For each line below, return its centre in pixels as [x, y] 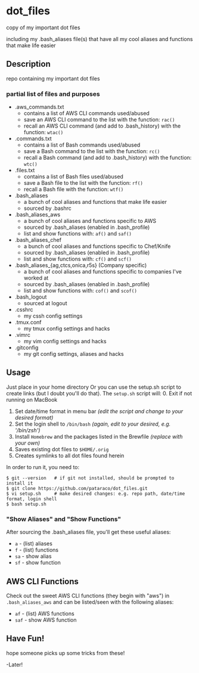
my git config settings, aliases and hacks [74, 354]
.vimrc [23, 335]
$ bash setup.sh [26, 504]
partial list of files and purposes [53, 94]
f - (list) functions [36, 550]
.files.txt [25, 170]
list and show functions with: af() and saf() [78, 234]
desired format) [34, 417]
